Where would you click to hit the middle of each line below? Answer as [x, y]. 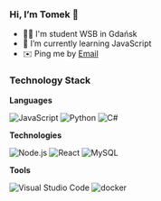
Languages [31, 100]
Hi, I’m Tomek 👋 [44, 14]
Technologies [36, 135]
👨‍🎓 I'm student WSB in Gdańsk [80, 34]
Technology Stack [50, 80]
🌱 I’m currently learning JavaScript [87, 43]
